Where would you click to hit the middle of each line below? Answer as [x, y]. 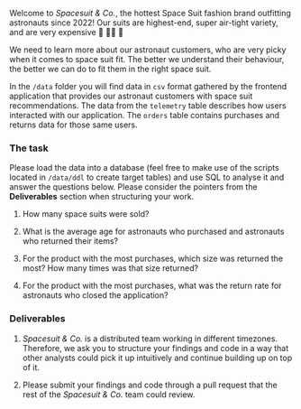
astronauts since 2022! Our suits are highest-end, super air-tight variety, [144, 23]
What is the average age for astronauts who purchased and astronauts [153, 232]
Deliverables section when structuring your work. [102, 197]
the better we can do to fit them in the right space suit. [110, 69]
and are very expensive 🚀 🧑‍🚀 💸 [67, 32]
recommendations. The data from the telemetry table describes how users [148, 106]
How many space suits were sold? [86, 214]
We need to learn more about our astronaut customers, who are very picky [148, 50]
